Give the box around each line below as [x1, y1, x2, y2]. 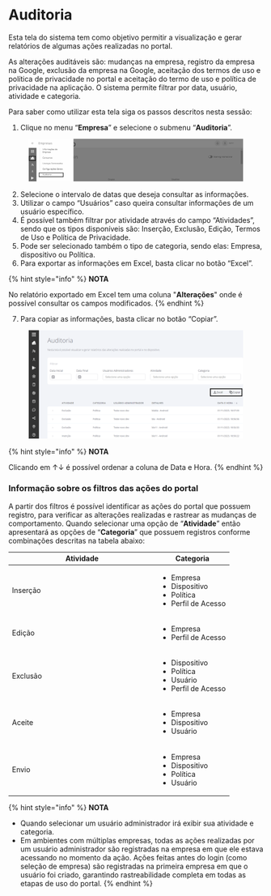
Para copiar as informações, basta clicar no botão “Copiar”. [19, 314, 218, 323]
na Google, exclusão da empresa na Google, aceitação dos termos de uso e [8, 65, 261, 75]
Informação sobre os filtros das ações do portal [8, 483, 199, 494]
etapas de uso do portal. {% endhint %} [19, 879, 154, 889]
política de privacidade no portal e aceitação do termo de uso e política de [8, 74, 256, 83]
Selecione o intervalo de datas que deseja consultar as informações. [19, 189, 249, 199]
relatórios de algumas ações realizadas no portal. [8, 41, 173, 50]
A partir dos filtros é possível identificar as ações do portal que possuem [8, 501, 251, 511]
